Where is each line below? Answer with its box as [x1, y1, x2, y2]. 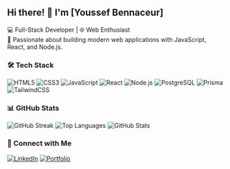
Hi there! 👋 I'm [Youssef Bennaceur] [7, 7, 163, 19]
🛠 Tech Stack [7, 60, 54, 69]
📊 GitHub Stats [7, 104, 60, 113]
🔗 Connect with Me [7, 139, 72, 148]
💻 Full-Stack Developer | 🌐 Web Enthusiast [7, 25, 130, 34]
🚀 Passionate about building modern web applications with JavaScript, [7, 35, 207, 43]
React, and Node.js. [7, 43, 63, 51]
